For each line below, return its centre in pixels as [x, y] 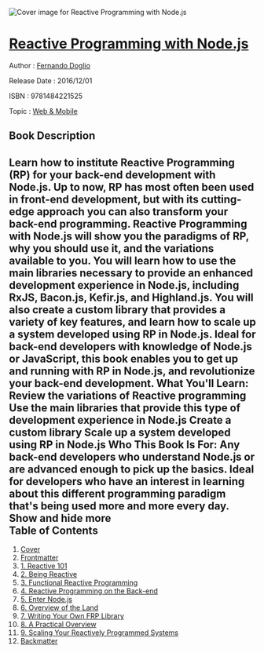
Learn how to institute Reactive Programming [122, 162]
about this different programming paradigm [117, 493]
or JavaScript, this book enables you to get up [124, 358]
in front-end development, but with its [104, 199]
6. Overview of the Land [59, 607]
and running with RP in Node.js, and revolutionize [132, 371]
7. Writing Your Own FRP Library [72, 616]
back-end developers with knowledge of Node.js [130, 347]
